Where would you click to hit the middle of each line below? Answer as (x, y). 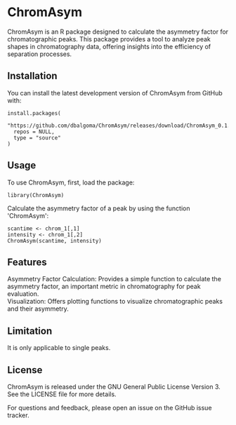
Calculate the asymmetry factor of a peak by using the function (99, 208)
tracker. (18, 415)
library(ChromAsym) (36, 195)
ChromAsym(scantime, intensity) (54, 241)
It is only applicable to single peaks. (59, 348)
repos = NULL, (34, 131)
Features (27, 262)
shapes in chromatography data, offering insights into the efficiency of (109, 46)
